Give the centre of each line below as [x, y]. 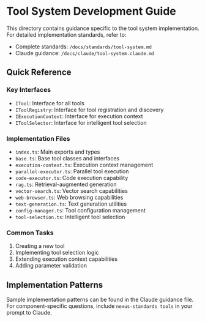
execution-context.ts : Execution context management [84, 165]
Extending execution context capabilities [66, 259]
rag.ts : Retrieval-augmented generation [66, 184]
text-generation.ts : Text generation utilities [71, 204]
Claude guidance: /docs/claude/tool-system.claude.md [85, 53]
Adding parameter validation [51, 266]
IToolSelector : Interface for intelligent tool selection [81, 122]
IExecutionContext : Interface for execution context [79, 116]
